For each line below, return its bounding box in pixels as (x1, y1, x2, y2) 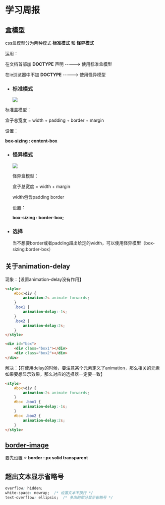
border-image (5, 441, 49, 449)
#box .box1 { (14, 400, 41, 405)
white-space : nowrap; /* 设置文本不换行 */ (5, 490, 93, 495)
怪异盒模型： (12, 172, 39, 179)
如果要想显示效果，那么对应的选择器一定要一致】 (5, 371, 105, 377)
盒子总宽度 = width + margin (12, 183, 70, 189)
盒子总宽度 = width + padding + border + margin (5, 117, 104, 123)
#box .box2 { (14, 413, 41, 418)
